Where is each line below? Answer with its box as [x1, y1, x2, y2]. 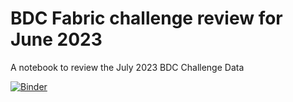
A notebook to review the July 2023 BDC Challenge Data [10, 61, 245, 73]
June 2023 [10, 28, 103, 51]
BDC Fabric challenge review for [10, 7, 283, 30]
